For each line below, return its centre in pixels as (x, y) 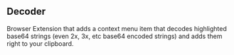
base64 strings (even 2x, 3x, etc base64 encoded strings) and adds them (115, 36)
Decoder (26, 12)
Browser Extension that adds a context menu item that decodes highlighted (117, 28)
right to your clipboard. (40, 43)
